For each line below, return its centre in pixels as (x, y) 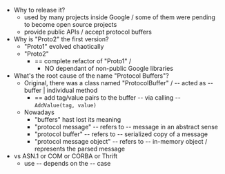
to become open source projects (70, 24)
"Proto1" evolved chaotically (64, 46)
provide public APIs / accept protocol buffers (88, 32)
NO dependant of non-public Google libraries (109, 68)
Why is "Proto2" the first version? (61, 39)
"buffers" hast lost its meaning (78, 119)
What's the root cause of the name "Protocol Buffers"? (91, 76)
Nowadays (39, 112)
